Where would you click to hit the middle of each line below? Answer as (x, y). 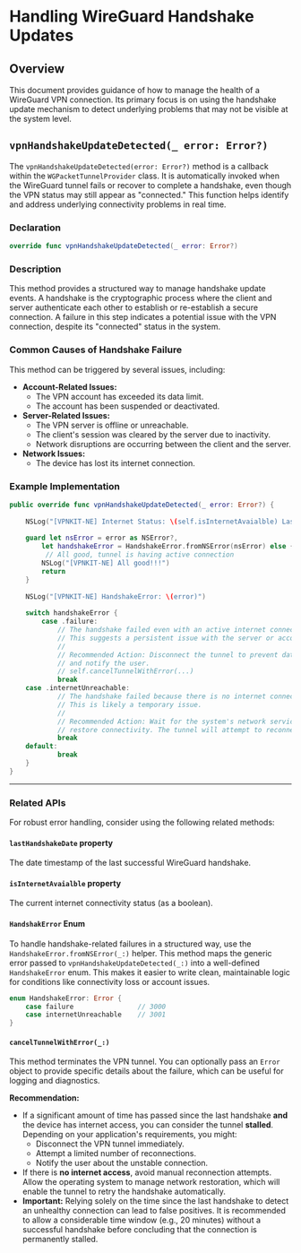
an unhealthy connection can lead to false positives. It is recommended (154, 1211)
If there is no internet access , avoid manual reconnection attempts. (146, 1172)
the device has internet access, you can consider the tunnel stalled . (148, 1125)
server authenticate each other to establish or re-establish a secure (133, 307)
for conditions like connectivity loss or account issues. (110, 981)
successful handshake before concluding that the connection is (139, 1230)
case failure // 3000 (96, 1007)
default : (42, 747)
